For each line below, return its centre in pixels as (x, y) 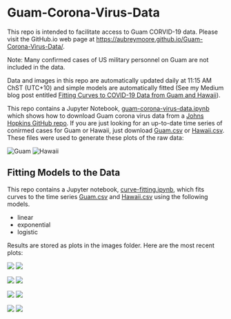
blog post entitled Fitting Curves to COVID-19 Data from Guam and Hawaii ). (114, 95)
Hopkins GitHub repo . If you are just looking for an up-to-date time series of (115, 123)
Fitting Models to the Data (64, 173)
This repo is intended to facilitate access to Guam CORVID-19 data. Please (113, 32)
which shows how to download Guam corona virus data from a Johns (106, 116)
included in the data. (36, 67)
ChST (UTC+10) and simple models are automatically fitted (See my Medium (115, 88)
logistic (27, 231)
